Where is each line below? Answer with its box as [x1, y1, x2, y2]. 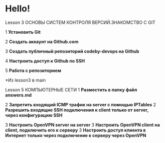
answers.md [5, 92, 32, 98]
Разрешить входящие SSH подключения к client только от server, [5, 107, 149, 113]
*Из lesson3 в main [5, 77, 46, 83]
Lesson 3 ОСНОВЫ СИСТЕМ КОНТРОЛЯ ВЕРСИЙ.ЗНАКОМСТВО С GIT [5, 19, 156, 25]
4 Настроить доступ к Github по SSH [5, 58, 85, 64]
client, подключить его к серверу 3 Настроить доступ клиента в [5, 127, 146, 133]
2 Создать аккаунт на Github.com [5, 38, 79, 45]
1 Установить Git [5, 29, 41, 35]
